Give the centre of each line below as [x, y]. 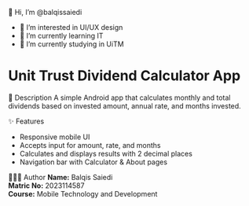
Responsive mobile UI [55, 137]
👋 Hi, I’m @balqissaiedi [45, 12]
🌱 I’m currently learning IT [61, 36]
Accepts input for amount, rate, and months [90, 145]
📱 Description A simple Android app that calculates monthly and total [119, 97]
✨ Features [26, 121]
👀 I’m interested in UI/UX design [71, 27]
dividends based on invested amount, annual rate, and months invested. [124, 105]
